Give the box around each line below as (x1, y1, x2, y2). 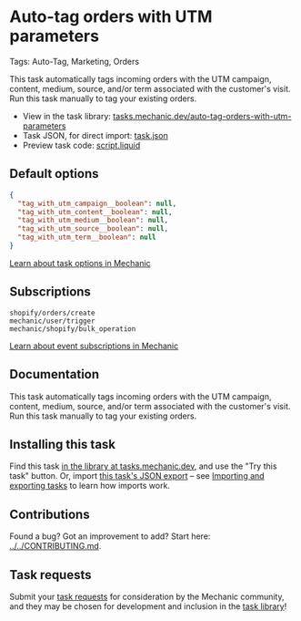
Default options (9, 166, 99, 181)
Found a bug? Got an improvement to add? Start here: (9, 531, 211, 542)
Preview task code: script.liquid (22, 140, 141, 150)
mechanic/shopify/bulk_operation (9, 324, 136, 334)
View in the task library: (22, 110, 112, 121)
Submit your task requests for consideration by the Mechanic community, (9, 591, 285, 602)
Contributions (9, 506, 90, 522)
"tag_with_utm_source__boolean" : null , (17, 224, 169, 233)
